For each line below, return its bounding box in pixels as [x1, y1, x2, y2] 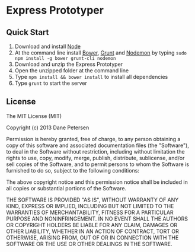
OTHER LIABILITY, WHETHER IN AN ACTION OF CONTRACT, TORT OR [6, 228, 179, 235]
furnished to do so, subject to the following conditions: [6, 167, 139, 174]
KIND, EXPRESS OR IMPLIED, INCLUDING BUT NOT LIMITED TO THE [6, 202, 174, 209]
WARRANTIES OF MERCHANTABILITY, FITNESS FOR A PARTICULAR [6, 209, 174, 216]
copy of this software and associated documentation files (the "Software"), [6, 142, 190, 149]
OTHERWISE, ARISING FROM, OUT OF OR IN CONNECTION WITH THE [6, 234, 179, 241]
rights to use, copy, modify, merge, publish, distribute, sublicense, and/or [6, 154, 185, 161]
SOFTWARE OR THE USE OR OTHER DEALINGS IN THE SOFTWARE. [6, 240, 172, 247]
